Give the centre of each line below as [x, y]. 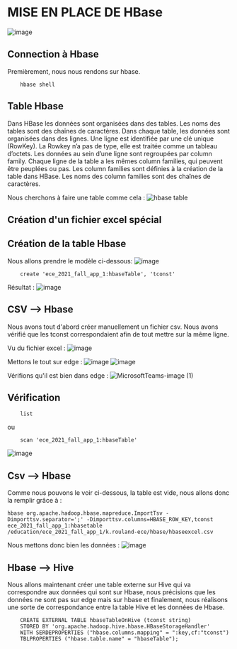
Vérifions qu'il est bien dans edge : [58, 375]
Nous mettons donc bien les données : [64, 545]
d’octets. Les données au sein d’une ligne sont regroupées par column [110, 153]
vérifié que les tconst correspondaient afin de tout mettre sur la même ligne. [118, 334]
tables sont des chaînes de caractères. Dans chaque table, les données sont [118, 131]
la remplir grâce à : [35, 501]
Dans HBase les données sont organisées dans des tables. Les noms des [114, 123]
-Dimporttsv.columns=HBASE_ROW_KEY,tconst [150, 520]
